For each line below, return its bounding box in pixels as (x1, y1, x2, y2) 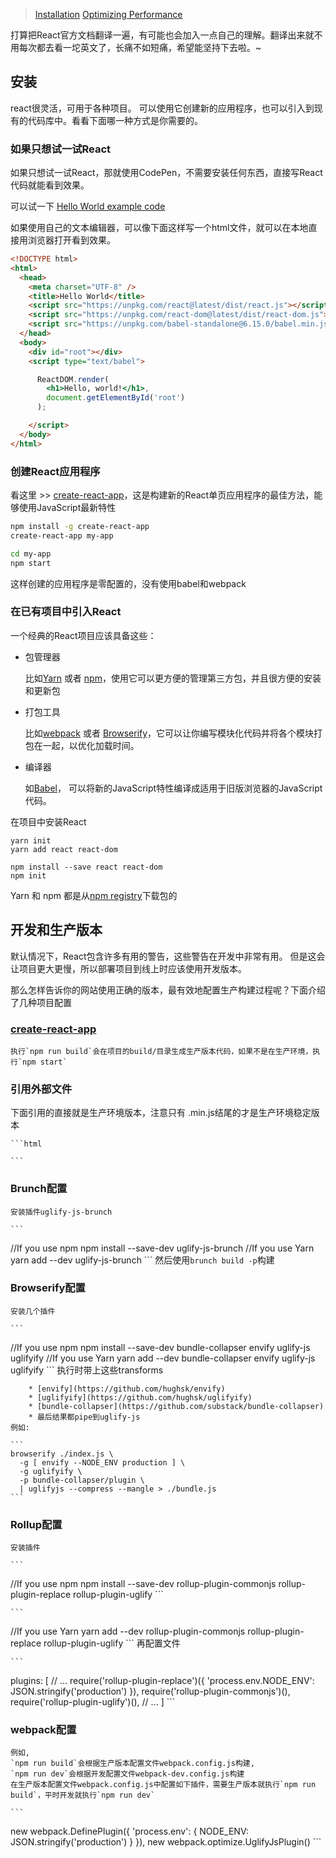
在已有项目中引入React (10, 605, 122, 619)
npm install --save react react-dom (10, 862, 163, 872)
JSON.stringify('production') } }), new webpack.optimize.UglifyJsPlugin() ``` (10, 1836, 322, 1848)
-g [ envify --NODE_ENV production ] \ (19, 1457, 186, 1468)
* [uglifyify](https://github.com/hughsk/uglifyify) (28, 1392, 253, 1403)
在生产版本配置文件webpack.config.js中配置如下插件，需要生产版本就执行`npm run (10, 1780, 317, 1790)
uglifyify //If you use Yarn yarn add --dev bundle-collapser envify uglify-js (10, 1352, 316, 1364)
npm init (10, 870, 47, 881)
